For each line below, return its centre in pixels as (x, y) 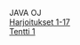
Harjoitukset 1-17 (40, 22)
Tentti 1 (22, 31)
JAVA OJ (25, 13)
